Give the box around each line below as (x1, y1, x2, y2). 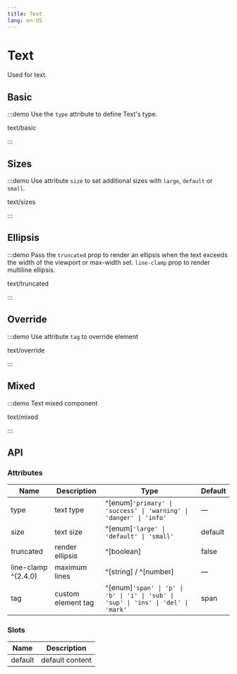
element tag (54, 598, 95, 608)
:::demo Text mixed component (7, 398, 98, 407)
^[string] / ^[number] (104, 567, 174, 577)
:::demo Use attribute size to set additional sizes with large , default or (7, 177, 213, 185)
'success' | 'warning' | (104, 507, 189, 515)
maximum (54, 562, 87, 572)
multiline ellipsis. (7, 266, 56, 274)
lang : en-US (7, 17, 42, 24)
